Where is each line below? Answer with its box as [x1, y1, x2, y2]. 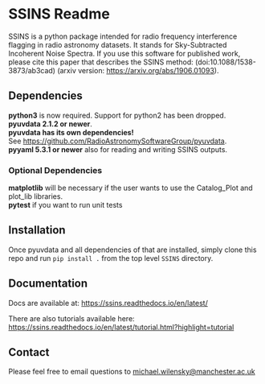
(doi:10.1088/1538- [195, 57, 257, 67]
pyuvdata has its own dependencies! [8, 127, 134, 137]
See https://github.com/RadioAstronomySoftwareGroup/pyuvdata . [8, 136, 227, 146]
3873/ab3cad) [8, 65, 56, 75]
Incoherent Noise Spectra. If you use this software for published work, [8, 48, 241, 58]
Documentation [8, 277, 88, 291]
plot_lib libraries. [8, 192, 63, 201]
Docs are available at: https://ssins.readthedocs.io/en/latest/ [8, 298, 209, 308]
